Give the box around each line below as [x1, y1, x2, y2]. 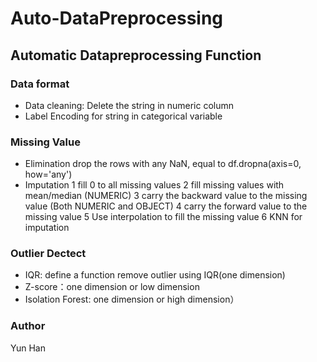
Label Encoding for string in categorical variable [24, 110, 223, 122]
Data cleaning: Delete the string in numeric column [24, 99, 235, 111]
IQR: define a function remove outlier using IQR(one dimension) [24, 269, 286, 281]
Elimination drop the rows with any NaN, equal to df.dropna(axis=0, [24, 158, 302, 170]
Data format [10, 77, 70, 91]
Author [10, 319, 46, 333]
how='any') [24, 168, 73, 181]
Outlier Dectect [10, 247, 87, 261]
